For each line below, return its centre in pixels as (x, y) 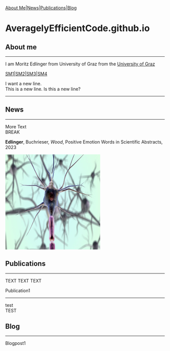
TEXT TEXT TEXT (24, 280)
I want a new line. (24, 83)
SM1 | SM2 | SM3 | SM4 (26, 74)
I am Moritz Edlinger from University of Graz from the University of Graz (80, 64)
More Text (16, 126)
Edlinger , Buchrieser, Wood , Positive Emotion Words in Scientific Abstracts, (84, 142)
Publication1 (18, 290)
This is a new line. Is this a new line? (43, 89)
